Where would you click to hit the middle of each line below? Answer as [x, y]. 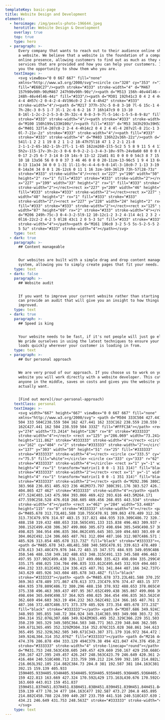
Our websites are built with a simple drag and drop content [82, 260]
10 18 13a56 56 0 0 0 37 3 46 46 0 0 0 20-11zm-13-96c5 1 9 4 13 [86, 160]
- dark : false [24, 274]
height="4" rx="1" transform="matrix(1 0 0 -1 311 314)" [78, 468]
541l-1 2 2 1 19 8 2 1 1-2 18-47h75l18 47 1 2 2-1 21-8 [76, 142]
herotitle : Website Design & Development [57, 28]
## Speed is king [36, 323]
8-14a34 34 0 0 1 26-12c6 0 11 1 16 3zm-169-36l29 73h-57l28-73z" [87, 169]
